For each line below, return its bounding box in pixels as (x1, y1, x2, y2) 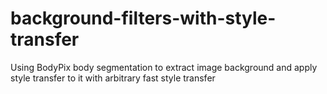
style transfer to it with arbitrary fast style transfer (10, 72, 216, 84)
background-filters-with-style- (10, 7, 277, 30)
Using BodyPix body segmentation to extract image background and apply (10, 61, 318, 73)
